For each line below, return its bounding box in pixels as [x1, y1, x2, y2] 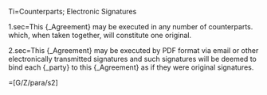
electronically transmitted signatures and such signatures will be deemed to [8, 55, 257, 63]
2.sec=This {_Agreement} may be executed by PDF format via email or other [8, 46, 259, 55]
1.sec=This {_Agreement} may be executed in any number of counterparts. [8, 22, 253, 31]
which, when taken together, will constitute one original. [8, 31, 192, 40]
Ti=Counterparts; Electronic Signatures [8, 7, 137, 16]
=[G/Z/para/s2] [8, 78, 58, 87]
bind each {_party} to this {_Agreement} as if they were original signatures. [8, 63, 254, 72]
